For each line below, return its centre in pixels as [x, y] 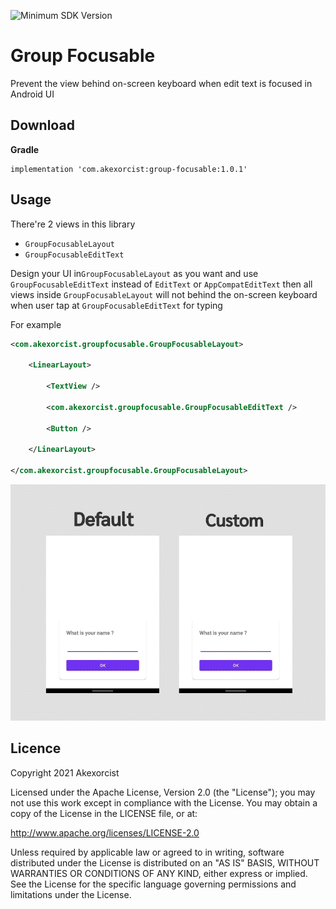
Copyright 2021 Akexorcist [65, 772]
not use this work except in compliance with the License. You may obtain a [164, 802]
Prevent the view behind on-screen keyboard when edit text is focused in [161, 83]
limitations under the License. [71, 894]
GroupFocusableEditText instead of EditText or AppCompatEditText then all [161, 284]
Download [42, 125]
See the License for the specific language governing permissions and [153, 884]
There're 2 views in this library [73, 224]
